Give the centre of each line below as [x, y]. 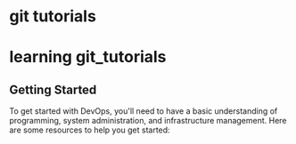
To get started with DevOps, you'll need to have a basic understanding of [144, 111]
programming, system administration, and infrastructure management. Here [148, 121]
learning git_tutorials [88, 57]
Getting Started [53, 89]
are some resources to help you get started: [90, 130]
